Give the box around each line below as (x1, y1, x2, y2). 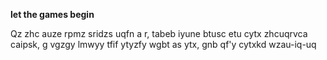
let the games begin (10, 9, 95, 20)
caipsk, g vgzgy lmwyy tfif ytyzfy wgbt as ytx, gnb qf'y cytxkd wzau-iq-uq (10, 39, 317, 50)
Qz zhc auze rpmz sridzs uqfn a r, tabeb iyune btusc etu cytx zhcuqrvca (10, 28, 308, 39)
